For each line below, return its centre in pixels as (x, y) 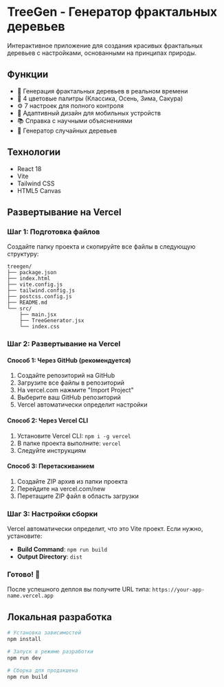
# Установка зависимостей (44, 633)
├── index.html (29, 279)
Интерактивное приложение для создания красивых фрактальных (105, 45)
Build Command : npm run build (62, 550)
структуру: (23, 254)
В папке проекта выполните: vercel (69, 443)
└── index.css (40, 327)
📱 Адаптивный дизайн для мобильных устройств (89, 113)
